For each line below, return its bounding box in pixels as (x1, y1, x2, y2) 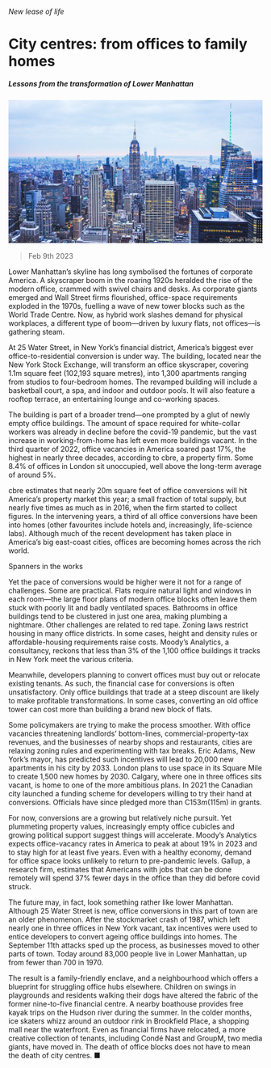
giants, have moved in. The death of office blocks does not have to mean (8, 1042, 252, 1052)
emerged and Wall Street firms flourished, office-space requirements (8, 293, 238, 302)
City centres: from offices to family (8, 35, 248, 53)
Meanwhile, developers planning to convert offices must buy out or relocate (8, 670, 261, 680)
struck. (8, 882, 32, 892)
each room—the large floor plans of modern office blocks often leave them (8, 594, 257, 604)
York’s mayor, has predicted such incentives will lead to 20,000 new (8, 754, 234, 764)
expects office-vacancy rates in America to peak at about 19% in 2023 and (8, 839, 258, 849)
